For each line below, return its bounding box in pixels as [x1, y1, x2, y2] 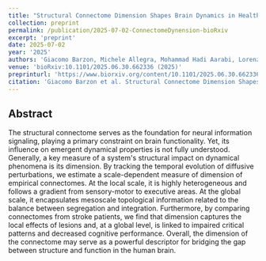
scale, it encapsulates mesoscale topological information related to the [8, 195, 239, 205]
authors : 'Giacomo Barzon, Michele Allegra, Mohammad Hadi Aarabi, [8, 56, 236, 64]
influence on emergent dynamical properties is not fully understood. [8, 145, 230, 154]
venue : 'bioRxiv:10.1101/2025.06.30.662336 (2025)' [8, 63, 182, 71]
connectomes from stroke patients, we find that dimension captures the [8, 212, 242, 221]
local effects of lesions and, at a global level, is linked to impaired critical [8, 221, 245, 230]
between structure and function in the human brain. [8, 246, 177, 255]
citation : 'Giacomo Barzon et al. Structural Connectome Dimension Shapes [8, 78, 260, 85]
